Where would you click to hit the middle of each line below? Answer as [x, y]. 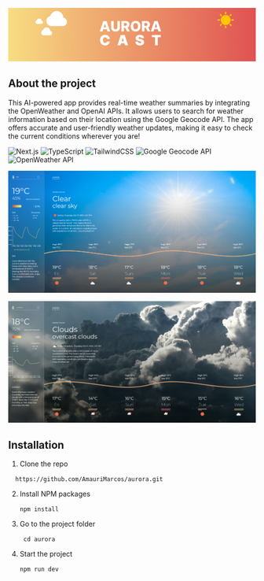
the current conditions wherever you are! [74, 136]
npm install [39, 509]
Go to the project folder [57, 524]
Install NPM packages [55, 494]
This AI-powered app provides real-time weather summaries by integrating [129, 102]
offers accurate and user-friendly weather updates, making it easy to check [130, 128]
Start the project [46, 554]
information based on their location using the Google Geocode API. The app [131, 119]
